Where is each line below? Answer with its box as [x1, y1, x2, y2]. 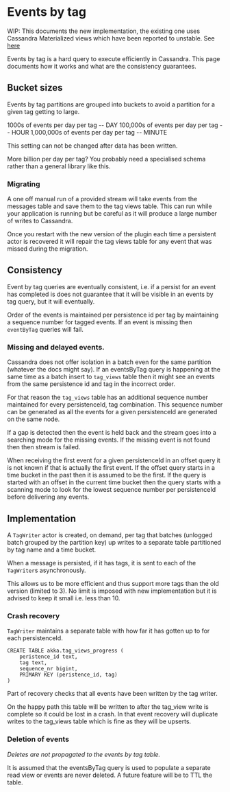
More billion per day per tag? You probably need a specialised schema [7, 155, 206, 163]
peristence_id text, [19, 653, 78, 660]
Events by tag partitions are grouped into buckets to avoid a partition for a [7, 100, 216, 109]
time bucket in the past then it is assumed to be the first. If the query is [7, 471, 207, 479]
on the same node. [7, 415, 60, 423]
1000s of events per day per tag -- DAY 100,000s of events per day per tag [7, 121, 218, 129]
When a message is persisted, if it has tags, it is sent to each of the [7, 558, 196, 567]
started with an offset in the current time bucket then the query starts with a [7, 478, 221, 486]
